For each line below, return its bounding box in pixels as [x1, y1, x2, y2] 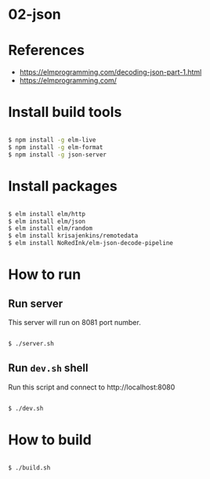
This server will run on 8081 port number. [8, 318, 141, 327]
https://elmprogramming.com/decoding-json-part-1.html [19, 68, 202, 77]
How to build [8, 430, 92, 448]
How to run [8, 265, 81, 283]
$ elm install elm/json [8, 218, 86, 225]
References [8, 42, 85, 60]
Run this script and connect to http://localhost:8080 [8, 382, 176, 392]
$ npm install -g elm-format [8, 143, 103, 151]
